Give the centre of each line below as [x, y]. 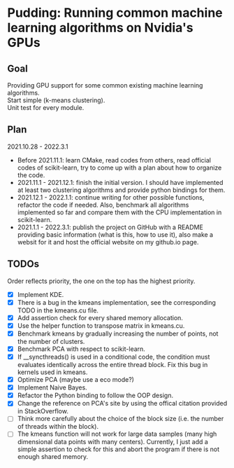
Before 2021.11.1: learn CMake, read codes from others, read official [114, 160]
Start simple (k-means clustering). [56, 100]
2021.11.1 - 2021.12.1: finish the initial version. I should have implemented [120, 182]
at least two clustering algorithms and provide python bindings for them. [121, 190]
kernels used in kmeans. [52, 372]
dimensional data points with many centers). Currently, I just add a [112, 442]
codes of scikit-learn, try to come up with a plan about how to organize [119, 167]
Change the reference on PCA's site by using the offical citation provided [122, 404]
